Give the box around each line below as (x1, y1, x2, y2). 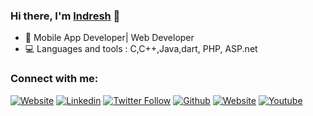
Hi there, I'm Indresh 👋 (10, 9, 121, 23)
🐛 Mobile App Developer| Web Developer (24, 32, 195, 44)
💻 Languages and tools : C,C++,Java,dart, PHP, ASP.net (24, 43, 258, 55)
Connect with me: (10, 72, 99, 86)
